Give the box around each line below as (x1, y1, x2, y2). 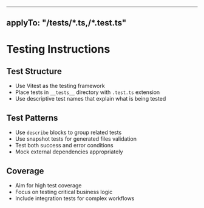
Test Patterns (6, 113, 58, 123)
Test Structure (6, 66, 63, 76)
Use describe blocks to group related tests (15, 129, 122, 136)
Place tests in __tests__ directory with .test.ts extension (15, 89, 160, 96)
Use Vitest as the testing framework (15, 82, 105, 90)
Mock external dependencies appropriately (15, 148, 123, 155)
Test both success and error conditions (15, 142, 114, 149)
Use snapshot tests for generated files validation (15, 135, 137, 143)
